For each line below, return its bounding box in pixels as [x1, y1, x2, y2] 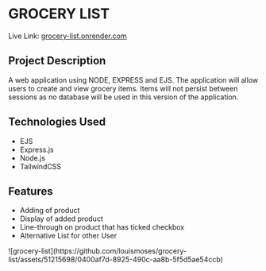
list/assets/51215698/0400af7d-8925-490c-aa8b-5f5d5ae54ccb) [8, 255, 224, 265]
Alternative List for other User [19, 231, 118, 241]
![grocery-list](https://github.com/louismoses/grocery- [8, 246, 187, 256]
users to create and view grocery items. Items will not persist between [8, 83, 238, 93]
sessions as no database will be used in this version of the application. [8, 92, 239, 102]
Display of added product [19, 214, 103, 223]
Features [8, 184, 53, 198]
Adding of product [19, 206, 80, 215]
